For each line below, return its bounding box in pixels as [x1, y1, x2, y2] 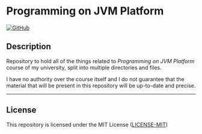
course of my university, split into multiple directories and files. [6, 64, 162, 71]
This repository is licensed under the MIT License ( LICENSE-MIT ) [6, 121, 168, 128]
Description [6, 41, 51, 52]
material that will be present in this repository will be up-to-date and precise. [6, 82, 196, 89]
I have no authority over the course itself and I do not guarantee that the [6, 75, 185, 82]
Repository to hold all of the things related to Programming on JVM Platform [6, 57, 195, 64]
